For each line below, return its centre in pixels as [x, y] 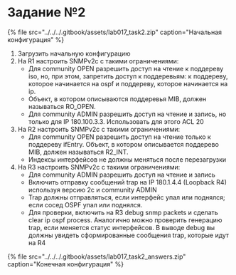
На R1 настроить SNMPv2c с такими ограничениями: [98, 61]
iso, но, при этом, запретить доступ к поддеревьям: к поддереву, [128, 76]
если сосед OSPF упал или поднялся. [85, 204]
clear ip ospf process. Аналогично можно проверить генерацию [125, 220]
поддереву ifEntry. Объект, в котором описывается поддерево [123, 144]
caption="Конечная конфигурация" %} [66, 264]
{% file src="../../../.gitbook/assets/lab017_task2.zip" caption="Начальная [115, 32]
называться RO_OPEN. [62, 106]
